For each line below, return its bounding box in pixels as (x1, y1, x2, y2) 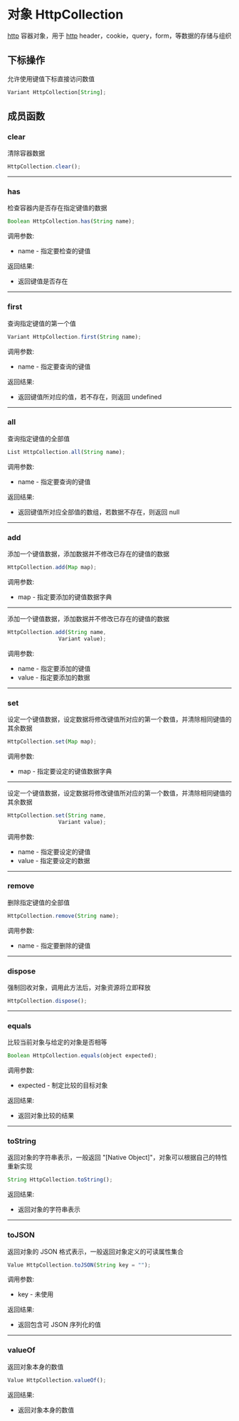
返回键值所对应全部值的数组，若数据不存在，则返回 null (17, 507, 180, 516)
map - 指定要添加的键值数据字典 (17, 592, 112, 601)
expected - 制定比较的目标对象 (17, 1081, 108, 1089)
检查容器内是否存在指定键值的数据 (7, 204, 107, 212)
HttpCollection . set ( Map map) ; (7, 738, 97, 745)
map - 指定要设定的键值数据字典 (17, 766, 112, 776)
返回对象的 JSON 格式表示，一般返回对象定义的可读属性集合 (7, 1247, 184, 1256)
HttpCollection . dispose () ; (7, 998, 87, 1005)
